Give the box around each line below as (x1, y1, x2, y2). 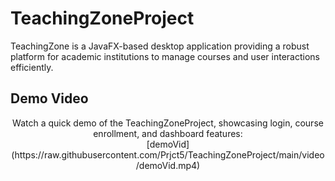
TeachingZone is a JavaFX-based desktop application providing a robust (10, 40, 310, 52)
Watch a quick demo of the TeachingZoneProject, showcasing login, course (12, 117, 324, 129)
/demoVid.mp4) (135, 159, 201, 171)
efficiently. (10, 61, 54, 73)
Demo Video (10, 90, 89, 107)
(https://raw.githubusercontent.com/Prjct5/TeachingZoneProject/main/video (11, 148, 325, 161)
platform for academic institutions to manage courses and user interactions (10, 50, 320, 62)
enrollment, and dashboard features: (93, 127, 243, 139)
